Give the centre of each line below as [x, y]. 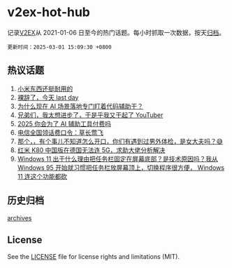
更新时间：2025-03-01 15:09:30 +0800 [59, 47]
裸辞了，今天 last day [48, 97]
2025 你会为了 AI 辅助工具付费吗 [64, 123]
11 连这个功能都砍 [42, 176]
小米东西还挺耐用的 [45, 88]
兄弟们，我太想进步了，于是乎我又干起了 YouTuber [90, 115]
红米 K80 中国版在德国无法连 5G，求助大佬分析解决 [91, 150]
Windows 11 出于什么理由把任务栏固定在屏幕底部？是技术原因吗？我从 [118, 159]
